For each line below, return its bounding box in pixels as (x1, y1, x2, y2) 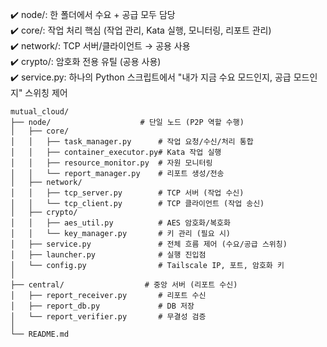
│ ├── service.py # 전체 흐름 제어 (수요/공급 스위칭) (10, 239, 288, 249)
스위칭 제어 (24, 87, 68, 98)
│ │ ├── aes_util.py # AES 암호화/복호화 (10, 218, 231, 228)
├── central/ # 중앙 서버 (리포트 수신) (10, 280, 238, 290)
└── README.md (10, 329, 70, 339)
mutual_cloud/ (10, 107, 70, 117)
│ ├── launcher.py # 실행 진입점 (10, 250, 207, 260)
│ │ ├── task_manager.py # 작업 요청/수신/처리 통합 (10, 137, 254, 147)
